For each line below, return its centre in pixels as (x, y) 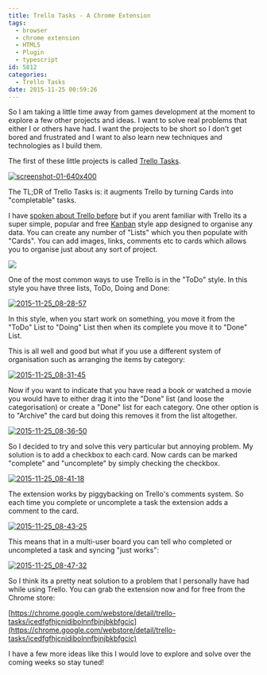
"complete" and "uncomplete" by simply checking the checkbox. (114, 463)
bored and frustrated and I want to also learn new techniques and (115, 137)
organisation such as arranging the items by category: (97, 360)
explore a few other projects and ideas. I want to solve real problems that (128, 121)
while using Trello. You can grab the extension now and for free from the (127, 589)
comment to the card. (44, 511)
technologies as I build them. (56, 146)
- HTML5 (28, 45)
